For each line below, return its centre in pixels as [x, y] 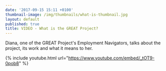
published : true [22, 24]
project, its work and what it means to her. [49, 48]
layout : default [22, 19]
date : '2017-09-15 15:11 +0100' [39, 10]
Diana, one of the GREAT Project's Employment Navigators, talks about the [83, 43]
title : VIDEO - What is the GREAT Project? [52, 29]
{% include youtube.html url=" [37, 58]
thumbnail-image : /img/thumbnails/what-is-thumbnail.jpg [67, 15]
